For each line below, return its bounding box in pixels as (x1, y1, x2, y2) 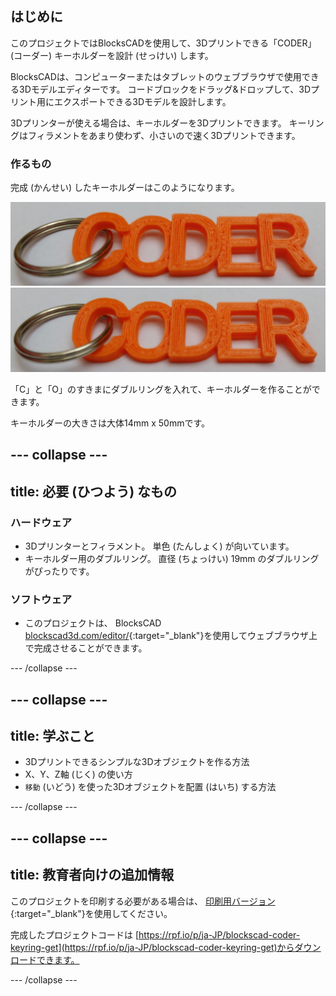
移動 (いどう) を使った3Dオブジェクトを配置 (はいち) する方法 (24, 781, 277, 793)
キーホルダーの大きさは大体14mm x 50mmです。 (10, 417, 211, 429)
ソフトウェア (10, 592, 73, 606)
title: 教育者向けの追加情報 (10, 867, 175, 884)
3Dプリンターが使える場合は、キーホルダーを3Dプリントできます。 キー (10, 117, 307, 129)
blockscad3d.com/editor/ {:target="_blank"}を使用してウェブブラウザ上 (24, 630, 318, 642)
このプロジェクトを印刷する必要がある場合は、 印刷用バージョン (10, 895, 276, 907)
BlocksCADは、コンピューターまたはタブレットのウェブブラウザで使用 (10, 70, 302, 82)
